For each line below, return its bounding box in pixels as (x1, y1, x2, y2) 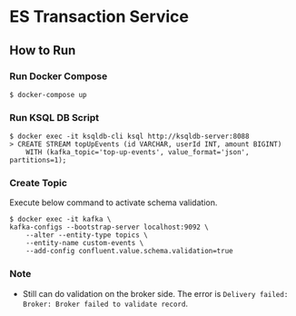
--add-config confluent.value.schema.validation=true (25, 247, 233, 256)
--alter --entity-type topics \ (25, 231, 148, 240)
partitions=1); (9, 156, 67, 165)
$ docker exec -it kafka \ (9, 215, 112, 224)
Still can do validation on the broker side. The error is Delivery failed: (22, 288, 289, 299)
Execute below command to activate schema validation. (9, 197, 218, 208)
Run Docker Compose (9, 70, 108, 83)
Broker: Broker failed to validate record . (22, 298, 189, 309)
